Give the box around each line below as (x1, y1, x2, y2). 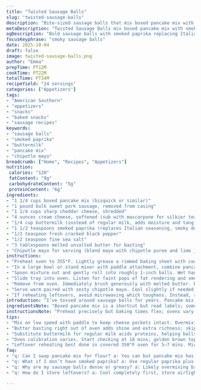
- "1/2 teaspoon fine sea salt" (6, 237, 87, 242)
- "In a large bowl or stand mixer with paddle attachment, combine (6, 264, 181, 271)
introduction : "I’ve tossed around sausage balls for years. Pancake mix (6, 297, 194, 303)
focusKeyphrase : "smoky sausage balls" (6, 36, 106, 42)
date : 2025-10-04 (6, 42, 50, 48)
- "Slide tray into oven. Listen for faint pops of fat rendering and (6, 275, 186, 281)
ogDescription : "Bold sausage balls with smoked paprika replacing (6, 31, 178, 37)
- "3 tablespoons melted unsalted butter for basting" (6, 242, 146, 248)
